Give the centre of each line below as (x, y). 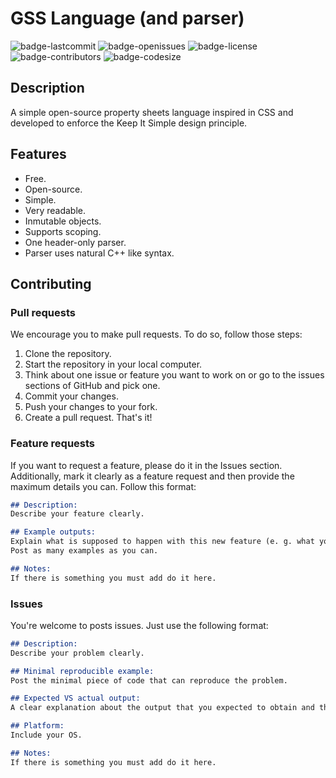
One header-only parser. (75, 242)
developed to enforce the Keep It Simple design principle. (129, 123)
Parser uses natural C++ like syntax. (99, 253)
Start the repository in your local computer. (113, 364)
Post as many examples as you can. (84, 551)
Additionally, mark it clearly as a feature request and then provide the (152, 476)
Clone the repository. (68, 354)
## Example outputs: (53, 532)
